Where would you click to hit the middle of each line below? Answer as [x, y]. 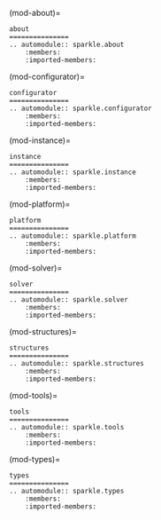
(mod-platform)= [40, 204]
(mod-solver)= [36, 268]
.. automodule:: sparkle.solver [69, 300]
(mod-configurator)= [47, 76]
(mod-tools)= [34, 395]
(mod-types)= [34, 459]
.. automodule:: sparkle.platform [73, 236]
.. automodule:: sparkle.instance [73, 172]
